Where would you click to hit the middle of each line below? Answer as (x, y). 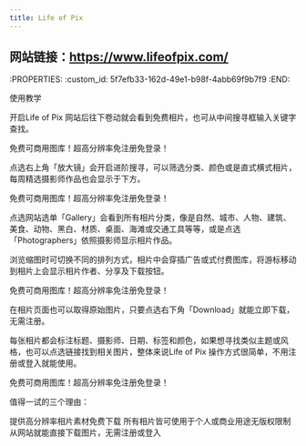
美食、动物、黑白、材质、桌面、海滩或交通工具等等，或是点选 (125, 229)
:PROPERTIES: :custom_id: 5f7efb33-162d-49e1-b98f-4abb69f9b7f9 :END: (150, 79)
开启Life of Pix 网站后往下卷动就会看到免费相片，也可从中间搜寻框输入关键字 (153, 117)
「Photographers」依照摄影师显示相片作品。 (93, 240)
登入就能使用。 (53, 363)
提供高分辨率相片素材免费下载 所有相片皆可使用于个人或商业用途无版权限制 (150, 421)
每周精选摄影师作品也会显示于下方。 (77, 179)
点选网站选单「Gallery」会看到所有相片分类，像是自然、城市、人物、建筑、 (150, 218)
